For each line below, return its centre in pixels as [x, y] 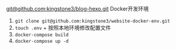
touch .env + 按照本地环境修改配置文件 [63, 28]
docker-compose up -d [41, 41]
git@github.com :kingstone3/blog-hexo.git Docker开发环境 [78, 9]
